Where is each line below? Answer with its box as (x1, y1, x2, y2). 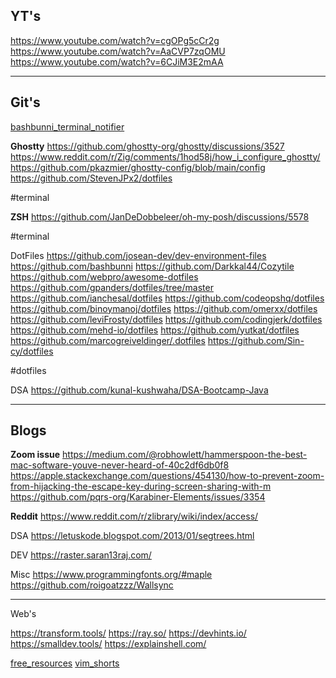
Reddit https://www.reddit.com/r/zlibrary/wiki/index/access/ (10, 510, 259, 523)
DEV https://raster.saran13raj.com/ (10, 549, 152, 561)
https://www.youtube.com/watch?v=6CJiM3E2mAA (10, 55, 224, 68)
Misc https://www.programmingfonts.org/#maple (10, 569, 213, 581)
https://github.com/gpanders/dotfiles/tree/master (10, 281, 214, 293)
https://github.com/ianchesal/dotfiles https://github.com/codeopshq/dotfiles (10, 292, 325, 304)
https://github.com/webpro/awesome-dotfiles (10, 270, 199, 283)
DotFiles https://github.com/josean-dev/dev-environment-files (10, 249, 267, 261)
